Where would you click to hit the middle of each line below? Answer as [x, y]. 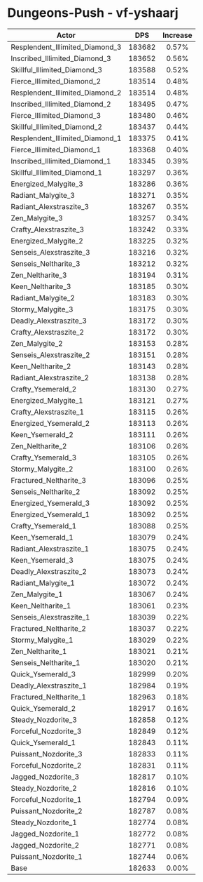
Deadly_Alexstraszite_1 [49, 686]
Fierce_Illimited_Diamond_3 [56, 115]
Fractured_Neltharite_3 [48, 480]
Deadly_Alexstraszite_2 [49, 571]
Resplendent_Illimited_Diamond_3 [66, 47]
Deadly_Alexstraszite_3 [49, 321]
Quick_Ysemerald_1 [43, 742]
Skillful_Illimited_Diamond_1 [57, 172]
